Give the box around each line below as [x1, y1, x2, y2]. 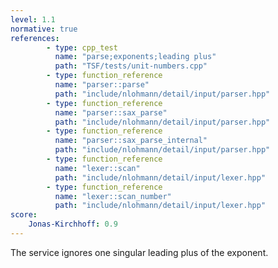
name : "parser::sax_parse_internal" [54, 136, 208, 146]
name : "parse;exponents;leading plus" [54, 52, 217, 62]
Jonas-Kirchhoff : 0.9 [28, 219, 118, 230]
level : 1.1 [10, 14, 56, 25]
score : [10, 210, 38, 220]
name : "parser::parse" [54, 80, 150, 90]
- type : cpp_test [46, 42, 118, 53]
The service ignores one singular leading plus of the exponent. [10, 246, 269, 258]
